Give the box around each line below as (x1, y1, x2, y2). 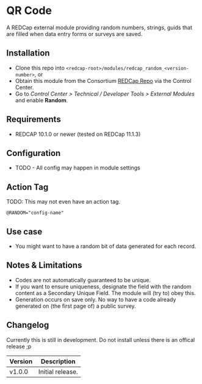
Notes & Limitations (6, 260, 82, 271)
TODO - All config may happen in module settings (15, 164, 140, 171)
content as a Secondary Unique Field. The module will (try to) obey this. (15, 289, 197, 296)
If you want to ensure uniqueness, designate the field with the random (15, 283, 192, 290)
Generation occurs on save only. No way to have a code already (15, 296, 176, 303)
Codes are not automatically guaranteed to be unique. (15, 276, 151, 283)
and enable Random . (15, 96, 68, 104)
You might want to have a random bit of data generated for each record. (15, 243, 197, 250)
